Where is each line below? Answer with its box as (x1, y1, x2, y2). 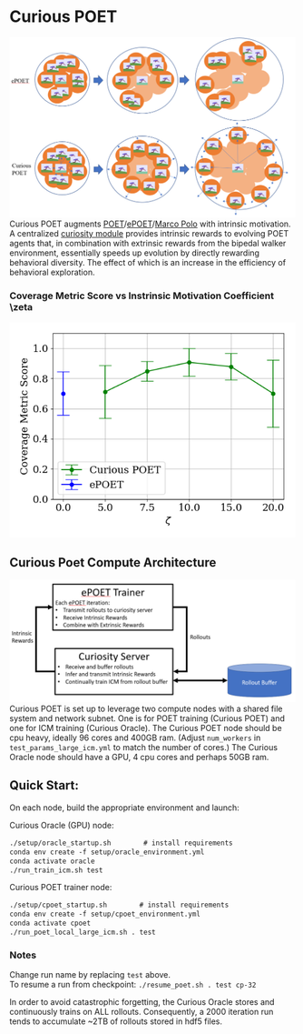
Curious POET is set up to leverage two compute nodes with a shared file (9, 703, 283, 715)
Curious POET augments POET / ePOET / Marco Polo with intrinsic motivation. (9, 218, 292, 229)
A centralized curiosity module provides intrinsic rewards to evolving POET (9, 228, 289, 239)
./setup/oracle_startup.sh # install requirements (9, 838, 233, 848)
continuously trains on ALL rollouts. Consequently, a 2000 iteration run (9, 1007, 274, 1018)
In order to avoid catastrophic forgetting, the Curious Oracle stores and (9, 997, 275, 1008)
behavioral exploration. (9, 266, 95, 278)
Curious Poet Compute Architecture (9, 555, 217, 570)
